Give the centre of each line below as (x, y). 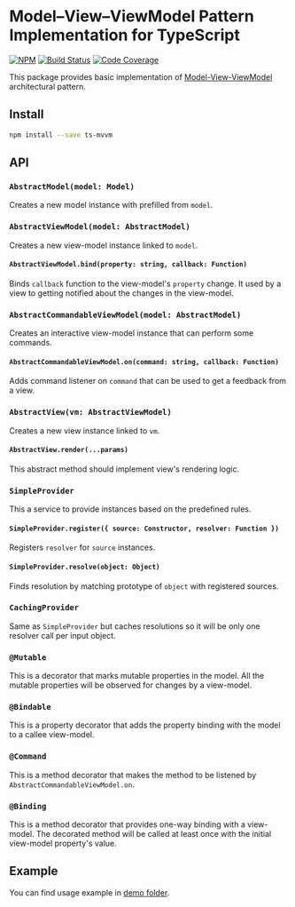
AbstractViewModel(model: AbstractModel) (100, 227)
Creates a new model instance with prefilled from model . (111, 205)
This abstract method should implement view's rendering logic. (124, 469)
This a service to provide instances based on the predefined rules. (130, 509)
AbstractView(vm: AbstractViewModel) (91, 412)
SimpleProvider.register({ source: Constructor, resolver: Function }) (144, 529)
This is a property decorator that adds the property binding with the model (145, 725)
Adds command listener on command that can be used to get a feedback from (147, 381)
